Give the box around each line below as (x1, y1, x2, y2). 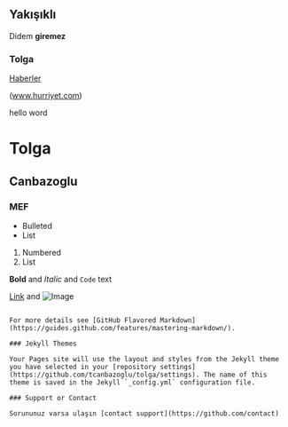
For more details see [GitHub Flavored (9, 315, 157, 325)
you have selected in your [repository (9, 362, 157, 371)
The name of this (203, 370, 268, 379)
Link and (9, 290, 41, 301)
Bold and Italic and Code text (9, 273, 113, 284)
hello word (9, 107, 48, 118)
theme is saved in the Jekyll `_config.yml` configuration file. (9, 377, 255, 387)
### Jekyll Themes (9, 339, 77, 348)
